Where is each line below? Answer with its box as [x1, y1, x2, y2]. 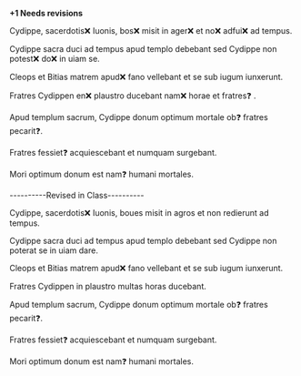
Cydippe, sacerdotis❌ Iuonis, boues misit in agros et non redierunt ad [9, 208, 270, 218]
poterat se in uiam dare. [9, 245, 98, 256]
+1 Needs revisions [9, 8, 84, 18]
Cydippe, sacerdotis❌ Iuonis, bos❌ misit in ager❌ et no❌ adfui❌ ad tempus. [9, 25, 293, 36]
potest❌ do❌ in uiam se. [9, 54, 100, 64]
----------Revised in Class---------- [9, 190, 145, 200]
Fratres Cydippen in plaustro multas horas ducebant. [9, 281, 207, 291]
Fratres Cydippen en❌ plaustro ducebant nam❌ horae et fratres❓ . [9, 90, 256, 101]
